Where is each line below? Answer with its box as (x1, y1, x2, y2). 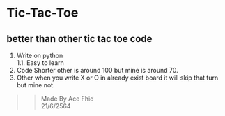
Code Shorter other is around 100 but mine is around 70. (16, 66, 178, 74)
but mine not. (16, 81, 55, 89)
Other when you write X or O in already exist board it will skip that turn (16, 73, 219, 82)
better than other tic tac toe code (6, 33, 153, 45)
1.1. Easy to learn (16, 59, 64, 67)
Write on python (16, 51, 63, 59)
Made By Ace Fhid (40, 94, 95, 103)
